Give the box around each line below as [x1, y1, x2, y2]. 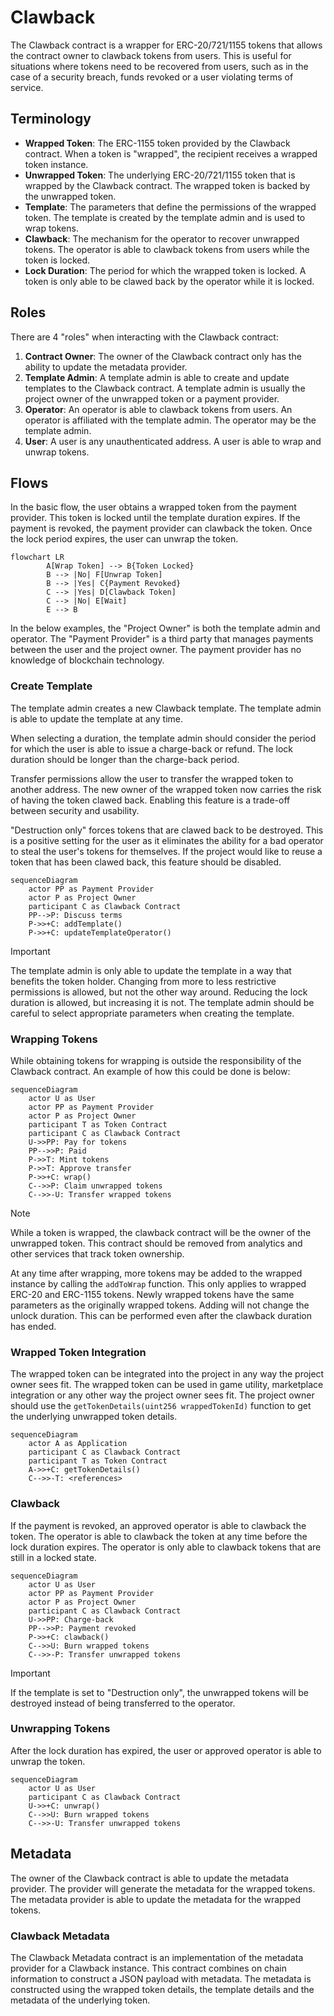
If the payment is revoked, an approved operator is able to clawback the [10, 1519, 307, 1531]
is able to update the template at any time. [10, 712, 183, 725]
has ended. [10, 1320, 57, 1332]
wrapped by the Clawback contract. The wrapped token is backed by [24, 179, 311, 191]
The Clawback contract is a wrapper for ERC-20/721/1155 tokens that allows [10, 39, 323, 51]
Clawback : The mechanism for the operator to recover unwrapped [24, 232, 300, 245]
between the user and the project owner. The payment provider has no [10, 644, 302, 656]
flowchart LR [10, 552, 65, 563]
